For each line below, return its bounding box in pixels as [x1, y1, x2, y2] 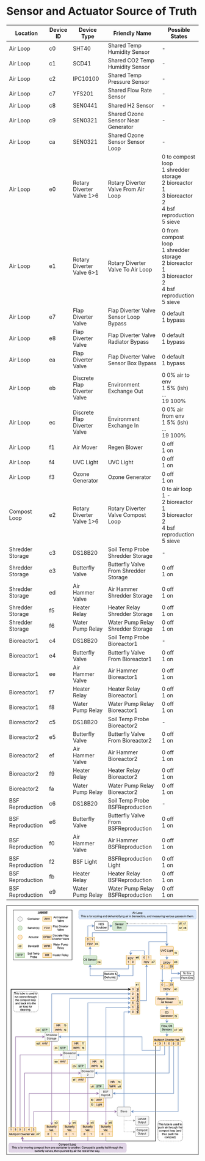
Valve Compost [107, 511, 146, 518]
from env [161, 412, 185, 420]
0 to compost [161, 153, 195, 160]
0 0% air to [161, 371, 190, 379]
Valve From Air [107, 185, 145, 193]
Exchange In [107, 422, 139, 429]
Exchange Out [107, 387, 143, 395]
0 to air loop [161, 485, 192, 492]
